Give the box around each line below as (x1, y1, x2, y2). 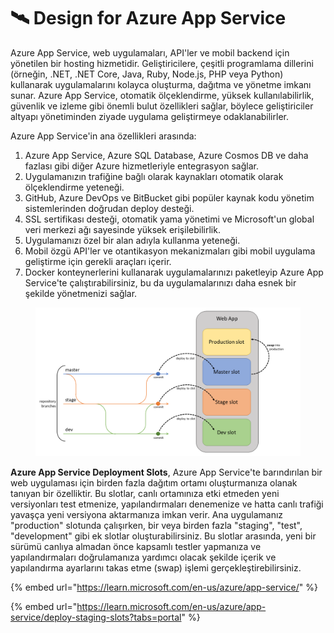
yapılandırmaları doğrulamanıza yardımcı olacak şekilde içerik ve (10, 551, 277, 564)
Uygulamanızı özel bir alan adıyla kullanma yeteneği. (24, 234, 241, 246)
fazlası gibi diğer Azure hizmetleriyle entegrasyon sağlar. (24, 160, 259, 172)
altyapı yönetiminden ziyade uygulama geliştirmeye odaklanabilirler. (10, 110, 289, 122)
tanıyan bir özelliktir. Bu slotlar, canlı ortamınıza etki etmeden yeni (10, 488, 280, 500)
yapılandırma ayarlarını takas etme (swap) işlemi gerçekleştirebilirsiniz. (10, 562, 302, 574)
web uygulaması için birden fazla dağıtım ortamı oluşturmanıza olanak (10, 477, 298, 489)
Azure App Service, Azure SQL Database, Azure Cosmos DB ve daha (24, 149, 309, 161)
